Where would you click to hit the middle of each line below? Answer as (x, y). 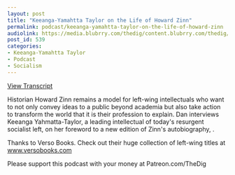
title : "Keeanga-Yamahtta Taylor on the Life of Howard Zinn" (100, 20)
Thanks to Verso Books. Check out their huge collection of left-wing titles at (116, 142)
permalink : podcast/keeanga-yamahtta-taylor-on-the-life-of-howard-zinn (115, 27)
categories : (24, 46)
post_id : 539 (26, 40)
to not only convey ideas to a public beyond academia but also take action (114, 106)
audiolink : (23, 33)
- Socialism (24, 66)
